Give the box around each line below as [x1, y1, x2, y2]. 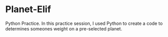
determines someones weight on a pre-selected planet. [5, 25, 122, 31]
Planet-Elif [5, 4, 51, 15]
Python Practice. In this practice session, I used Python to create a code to [5, 20, 163, 26]
